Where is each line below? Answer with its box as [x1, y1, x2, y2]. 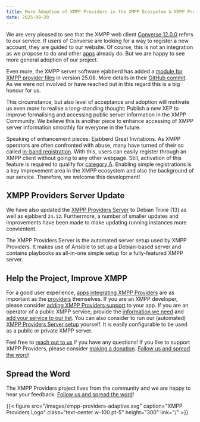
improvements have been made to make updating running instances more [6, 219, 187, 226]
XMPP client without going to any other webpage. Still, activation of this [6, 154, 182, 161]
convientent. [6, 225, 37, 233]
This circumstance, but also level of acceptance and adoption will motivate [6, 98, 190, 105]
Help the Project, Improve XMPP [6, 273, 128, 284]
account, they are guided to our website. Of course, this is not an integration [6, 43, 193, 51]
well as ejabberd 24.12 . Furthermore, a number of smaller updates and [6, 212, 179, 220]
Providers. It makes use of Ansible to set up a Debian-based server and [6, 243, 182, 251]
